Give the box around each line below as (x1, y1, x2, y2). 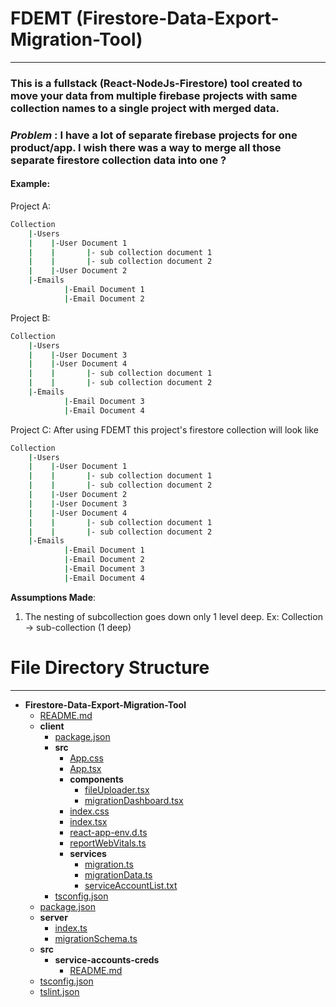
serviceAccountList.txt (84, 879, 178, 891)
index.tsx (69, 815, 108, 827)
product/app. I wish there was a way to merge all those (10, 140, 282, 154)
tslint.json (39, 985, 80, 997)
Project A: (10, 200, 52, 212)
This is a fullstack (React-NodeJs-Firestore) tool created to (10, 76, 303, 90)
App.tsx (69, 762, 102, 774)
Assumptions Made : (10, 591, 97, 603)
